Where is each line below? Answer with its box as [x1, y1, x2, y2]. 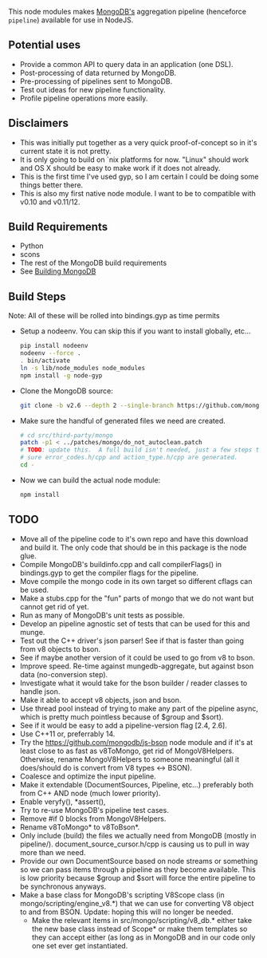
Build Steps [8, 290, 66, 303]
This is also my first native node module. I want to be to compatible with [19, 188, 257, 198]
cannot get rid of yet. [19, 601, 89, 611]
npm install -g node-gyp [19, 371, 103, 380]
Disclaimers [8, 116, 69, 130]
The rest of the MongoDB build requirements [19, 258, 167, 268]
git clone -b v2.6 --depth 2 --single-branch [19, 401, 174, 409]
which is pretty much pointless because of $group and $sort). [19, 712, 224, 721]
